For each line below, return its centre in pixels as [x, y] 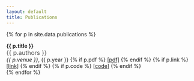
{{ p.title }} [20, 46]
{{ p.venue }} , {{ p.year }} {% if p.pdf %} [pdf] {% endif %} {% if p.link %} [98, 60]
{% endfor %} [23, 72]
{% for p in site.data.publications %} [51, 34]
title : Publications [32, 17]
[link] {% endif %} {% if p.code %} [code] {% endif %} [74, 66]
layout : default [26, 12]
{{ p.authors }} [26, 52]
